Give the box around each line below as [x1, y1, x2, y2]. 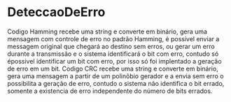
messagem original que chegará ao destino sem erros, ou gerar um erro [7, 42, 215, 50]
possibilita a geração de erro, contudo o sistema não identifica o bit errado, [7, 79, 225, 87]
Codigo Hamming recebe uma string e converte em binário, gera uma [7, 27, 208, 36]
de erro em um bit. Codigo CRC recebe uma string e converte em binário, [7, 64, 218, 73]
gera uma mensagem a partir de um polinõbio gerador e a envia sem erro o [7, 71, 224, 80]
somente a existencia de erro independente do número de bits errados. [7, 87, 213, 95]
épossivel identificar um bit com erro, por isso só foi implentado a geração [7, 57, 222, 65]
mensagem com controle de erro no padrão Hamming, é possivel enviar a [7, 34, 220, 43]
